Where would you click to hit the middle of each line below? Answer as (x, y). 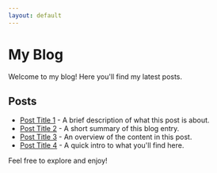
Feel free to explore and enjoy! (58, 161)
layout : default (35, 15)
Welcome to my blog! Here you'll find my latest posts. (95, 77)
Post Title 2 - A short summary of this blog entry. (99, 129)
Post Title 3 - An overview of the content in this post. (106, 137)
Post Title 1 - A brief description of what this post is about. (114, 120)
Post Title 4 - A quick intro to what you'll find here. (102, 145)
